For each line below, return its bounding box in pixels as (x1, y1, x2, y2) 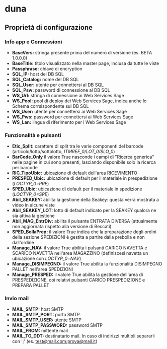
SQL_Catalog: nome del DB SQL (12, 76, 79, 82)
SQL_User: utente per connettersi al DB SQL (12, 82, 104, 88)
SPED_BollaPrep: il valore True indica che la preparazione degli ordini (12, 229, 156, 235)
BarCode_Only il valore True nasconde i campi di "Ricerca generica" (12, 154, 154, 160)
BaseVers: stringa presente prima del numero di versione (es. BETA (12, 49, 152, 55)
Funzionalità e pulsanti (5, 131, 61, 138)
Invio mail (5, 295, 29, 302)
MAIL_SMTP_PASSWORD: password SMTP (12, 322, 103, 328)
